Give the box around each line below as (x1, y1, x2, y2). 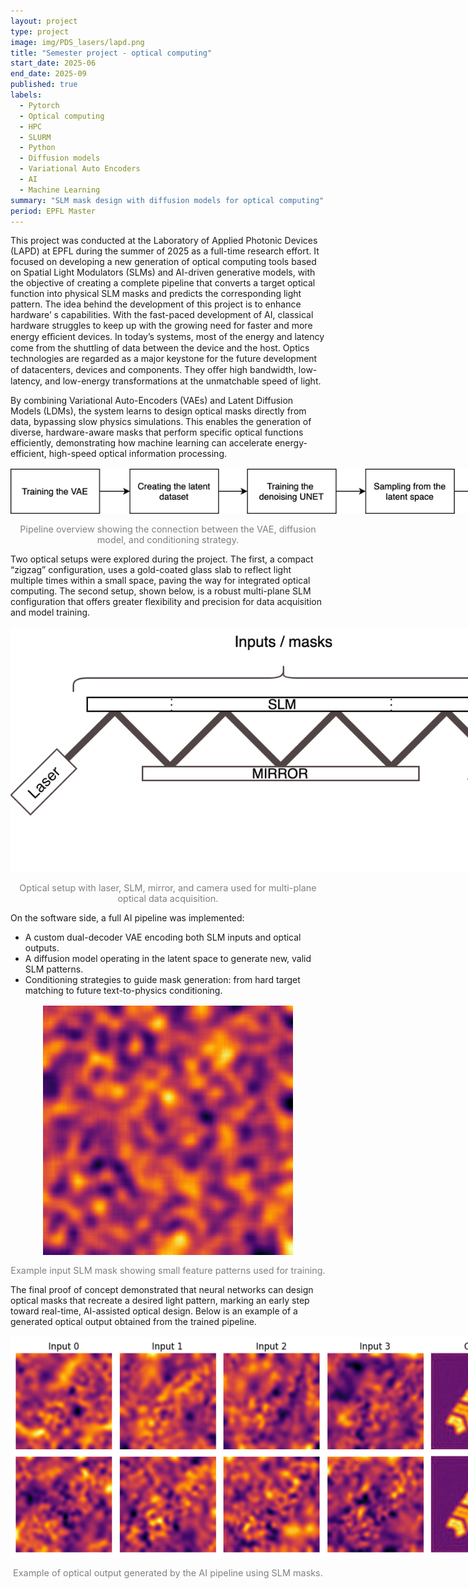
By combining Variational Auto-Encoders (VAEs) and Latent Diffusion (10, 395, 294, 407)
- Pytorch (19, 100, 60, 110)
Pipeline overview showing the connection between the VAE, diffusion (19, 523, 317, 535)
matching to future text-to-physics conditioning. (24, 984, 223, 996)
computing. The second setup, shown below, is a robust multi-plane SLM (10, 585, 312, 597)
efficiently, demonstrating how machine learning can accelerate (10, 437, 273, 449)
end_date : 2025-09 (10, 69, 87, 79)
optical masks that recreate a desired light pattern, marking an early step (10, 1295, 310, 1307)
